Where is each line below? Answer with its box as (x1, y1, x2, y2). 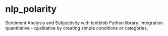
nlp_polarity (5, 3, 57, 15)
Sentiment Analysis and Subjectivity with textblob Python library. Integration (5, 20, 163, 26)
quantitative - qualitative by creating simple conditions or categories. (5, 25, 148, 31)
